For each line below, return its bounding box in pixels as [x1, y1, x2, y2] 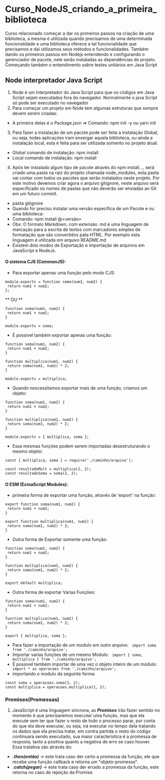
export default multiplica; [5, 581, 63, 586]
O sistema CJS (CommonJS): [5, 259, 66, 265]
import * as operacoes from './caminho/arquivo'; [12, 666, 117, 672]
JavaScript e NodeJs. [12, 247, 57, 253]
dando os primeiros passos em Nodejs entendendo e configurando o [5, 51, 145, 57]
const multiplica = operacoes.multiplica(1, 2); [5, 685, 107, 690]
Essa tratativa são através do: [12, 744, 72, 750]
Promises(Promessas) [5, 696, 60, 703]
